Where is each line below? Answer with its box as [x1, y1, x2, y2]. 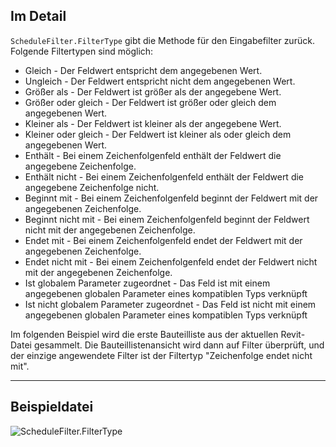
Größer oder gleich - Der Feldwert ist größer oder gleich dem [24, 96, 277, 108]
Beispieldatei [10, 399, 94, 416]
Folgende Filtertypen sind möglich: [10, 45, 154, 57]
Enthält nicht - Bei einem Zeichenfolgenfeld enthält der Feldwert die [24, 170, 305, 183]
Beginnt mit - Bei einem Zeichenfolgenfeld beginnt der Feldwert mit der [24, 192, 319, 204]
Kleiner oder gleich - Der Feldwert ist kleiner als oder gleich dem [24, 128, 292, 140]
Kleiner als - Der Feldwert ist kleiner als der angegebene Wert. [24, 117, 282, 129]
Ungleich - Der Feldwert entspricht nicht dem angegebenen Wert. [24, 75, 296, 87]
